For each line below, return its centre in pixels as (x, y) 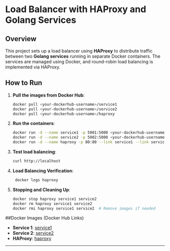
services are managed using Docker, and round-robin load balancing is (79, 61)
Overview (21, 39)
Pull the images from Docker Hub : (49, 95)
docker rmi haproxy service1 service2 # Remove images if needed (84, 208)
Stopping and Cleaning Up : (41, 190)
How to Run (24, 83)
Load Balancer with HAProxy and (76, 9)
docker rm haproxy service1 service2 (52, 203)
